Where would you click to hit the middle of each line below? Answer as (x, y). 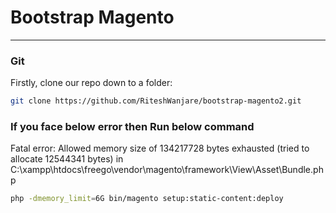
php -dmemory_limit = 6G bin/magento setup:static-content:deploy (147, 199)
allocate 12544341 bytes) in (67, 159)
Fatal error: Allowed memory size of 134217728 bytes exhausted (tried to (160, 148)
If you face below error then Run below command (132, 127)
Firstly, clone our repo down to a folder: (91, 83)
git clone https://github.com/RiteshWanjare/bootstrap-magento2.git (156, 101)
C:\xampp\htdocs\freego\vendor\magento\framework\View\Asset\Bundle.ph (167, 170)
